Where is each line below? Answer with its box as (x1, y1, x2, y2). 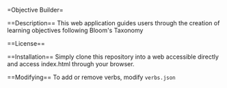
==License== (7, 40, 46, 47)
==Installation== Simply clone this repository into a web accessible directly (7, 53, 219, 61)
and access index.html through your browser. (7, 60, 135, 68)
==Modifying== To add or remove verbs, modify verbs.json (7, 73, 176, 81)
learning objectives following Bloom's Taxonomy (7, 27, 144, 34)
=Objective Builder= (7, 6, 64, 14)
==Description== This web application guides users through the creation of (7, 19, 220, 27)
